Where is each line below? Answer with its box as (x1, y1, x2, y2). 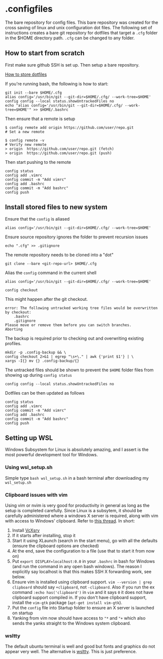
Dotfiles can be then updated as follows (5, 390, 85, 396)
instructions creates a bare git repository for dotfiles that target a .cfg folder (5, 30, 158, 35)
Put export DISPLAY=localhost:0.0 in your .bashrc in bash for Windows (12, 558, 155, 564)
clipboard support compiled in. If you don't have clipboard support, (12, 594, 147, 600)
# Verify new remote (5, 142, 47, 147)
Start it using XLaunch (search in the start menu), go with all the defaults (12, 538, 158, 543)
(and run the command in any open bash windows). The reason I (12, 563, 142, 569)
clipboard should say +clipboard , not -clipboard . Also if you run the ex (12, 584, 155, 590)
